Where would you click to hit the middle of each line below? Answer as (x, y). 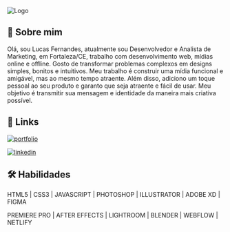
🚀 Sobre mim (35, 32)
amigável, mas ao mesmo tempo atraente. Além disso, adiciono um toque (111, 78)
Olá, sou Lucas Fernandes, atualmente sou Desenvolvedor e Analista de (109, 49)
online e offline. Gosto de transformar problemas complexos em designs (109, 64)
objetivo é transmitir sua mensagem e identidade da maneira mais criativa (112, 93)
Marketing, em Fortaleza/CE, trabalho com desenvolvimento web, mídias (110, 56)
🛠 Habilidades (39, 175)
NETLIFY (20, 223)
